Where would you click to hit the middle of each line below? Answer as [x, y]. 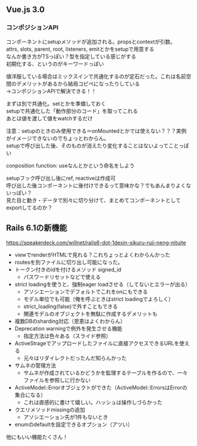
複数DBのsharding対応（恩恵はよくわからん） [70, 321]
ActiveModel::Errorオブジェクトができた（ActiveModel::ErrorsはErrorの [101, 387]
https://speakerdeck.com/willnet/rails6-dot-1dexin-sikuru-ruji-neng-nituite [96, 242]
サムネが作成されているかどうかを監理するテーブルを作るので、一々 [106, 373]
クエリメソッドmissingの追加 [50, 409]
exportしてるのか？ [29, 207]
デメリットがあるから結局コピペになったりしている [78, 83]
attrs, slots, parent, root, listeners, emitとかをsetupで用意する [80, 49]
